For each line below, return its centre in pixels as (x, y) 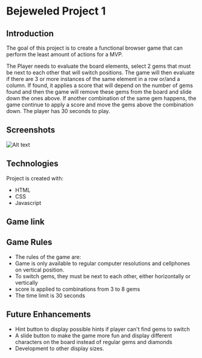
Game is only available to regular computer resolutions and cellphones (103, 263)
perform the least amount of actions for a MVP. (65, 54)
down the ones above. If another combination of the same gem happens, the (101, 98)
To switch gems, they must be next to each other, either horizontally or (103, 276)
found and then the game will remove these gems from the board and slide (99, 92)
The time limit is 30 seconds (50, 295)
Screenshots (31, 130)
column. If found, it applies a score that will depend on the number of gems (99, 85)
